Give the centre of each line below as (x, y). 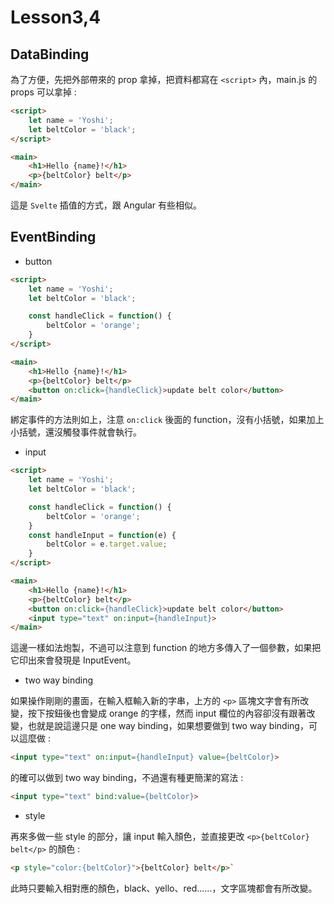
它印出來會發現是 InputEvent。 (73, 660)
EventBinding (53, 237)
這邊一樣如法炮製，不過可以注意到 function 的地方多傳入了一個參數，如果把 (166, 648)
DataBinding (50, 54)
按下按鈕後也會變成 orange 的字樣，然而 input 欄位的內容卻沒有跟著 (167, 713)
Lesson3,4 (56, 17)
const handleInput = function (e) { (102, 535)
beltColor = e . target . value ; (107, 544)
